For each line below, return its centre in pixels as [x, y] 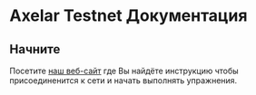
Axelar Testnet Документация [128, 16]
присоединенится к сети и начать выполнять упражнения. [123, 81]
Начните [35, 49]
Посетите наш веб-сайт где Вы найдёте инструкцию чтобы [124, 71]
